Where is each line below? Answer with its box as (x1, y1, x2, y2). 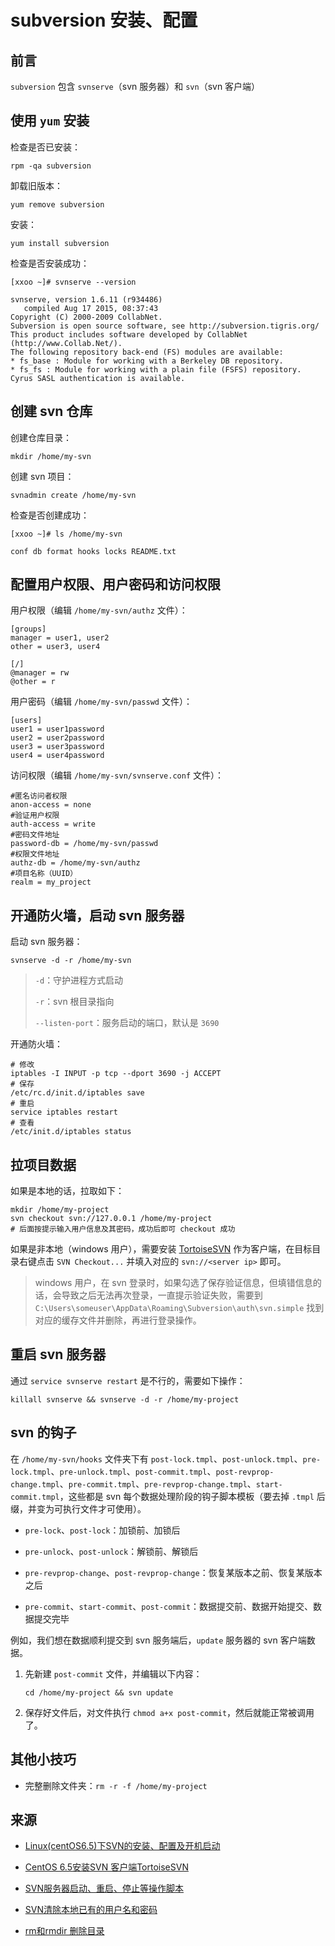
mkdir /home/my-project (10, 1205, 110, 1215)
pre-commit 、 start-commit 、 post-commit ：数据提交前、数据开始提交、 (24, 1600, 314, 1612)
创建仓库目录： (10, 431, 72, 443)
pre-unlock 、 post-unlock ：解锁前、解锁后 (24, 1545, 199, 1557)
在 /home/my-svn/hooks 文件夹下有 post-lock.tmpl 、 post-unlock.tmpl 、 (10, 1452, 303, 1465)
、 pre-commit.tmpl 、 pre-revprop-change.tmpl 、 (59, 1477, 257, 1490)
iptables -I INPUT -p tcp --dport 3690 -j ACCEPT (10, 1069, 222, 1079)
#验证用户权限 (10, 811, 60, 821)
